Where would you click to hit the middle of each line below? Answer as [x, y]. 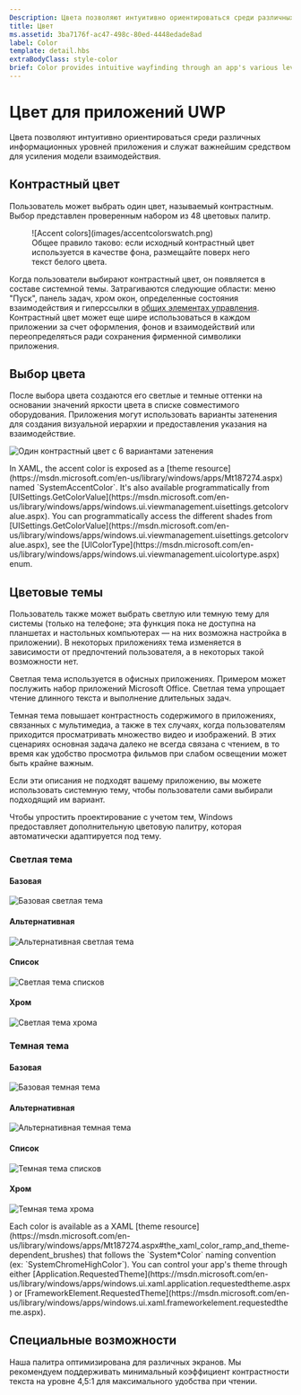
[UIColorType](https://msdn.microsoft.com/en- [168, 545]
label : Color [34, 43]
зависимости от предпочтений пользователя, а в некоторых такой [137, 652]
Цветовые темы [56, 592]
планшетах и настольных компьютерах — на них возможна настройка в [148, 633]
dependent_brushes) [48, 1255]
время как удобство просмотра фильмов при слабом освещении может [148, 754]
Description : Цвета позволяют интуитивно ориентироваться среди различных [152, 18]
